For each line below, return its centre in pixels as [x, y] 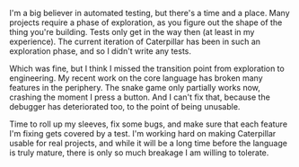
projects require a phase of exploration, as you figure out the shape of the [146, 22]
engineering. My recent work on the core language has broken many [136, 78]
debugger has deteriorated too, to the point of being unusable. [125, 106]
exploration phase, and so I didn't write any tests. [100, 51]
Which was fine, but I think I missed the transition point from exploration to [147, 68]
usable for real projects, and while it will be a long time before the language [148, 143]
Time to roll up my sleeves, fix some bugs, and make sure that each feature [149, 124]
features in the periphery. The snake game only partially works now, [135, 88]
